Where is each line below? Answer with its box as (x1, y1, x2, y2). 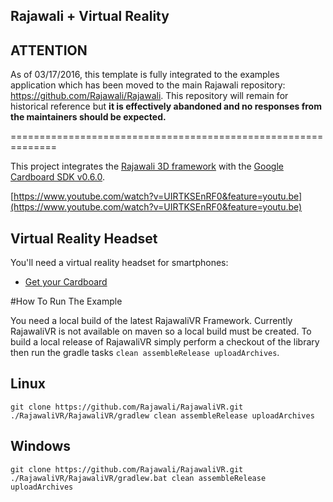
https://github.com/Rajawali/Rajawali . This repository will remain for (10, 90, 289, 102)
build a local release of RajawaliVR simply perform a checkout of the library (10, 336, 320, 348)
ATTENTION (10, 42, 88, 59)
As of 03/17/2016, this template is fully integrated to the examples (10, 69, 280, 81)
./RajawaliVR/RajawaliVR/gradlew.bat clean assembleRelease (10, 473, 267, 483)
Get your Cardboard (24, 276, 108, 288)
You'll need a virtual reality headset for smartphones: (10, 257, 229, 269)
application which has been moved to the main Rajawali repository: (10, 79, 286, 91)
